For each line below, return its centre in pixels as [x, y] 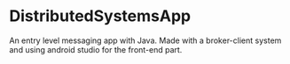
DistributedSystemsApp [100, 16]
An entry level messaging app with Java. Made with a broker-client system [145, 40]
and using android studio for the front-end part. [96, 49]
